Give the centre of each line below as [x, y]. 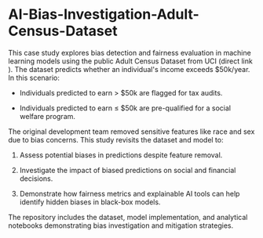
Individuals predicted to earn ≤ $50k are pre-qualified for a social [125, 108]
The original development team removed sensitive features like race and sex [131, 132]
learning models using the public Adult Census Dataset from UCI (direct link [130, 61]
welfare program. [47, 116]
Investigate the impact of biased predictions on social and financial [128, 170]
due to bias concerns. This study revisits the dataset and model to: [116, 139]
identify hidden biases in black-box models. [90, 202]
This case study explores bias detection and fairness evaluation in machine [130, 52]
